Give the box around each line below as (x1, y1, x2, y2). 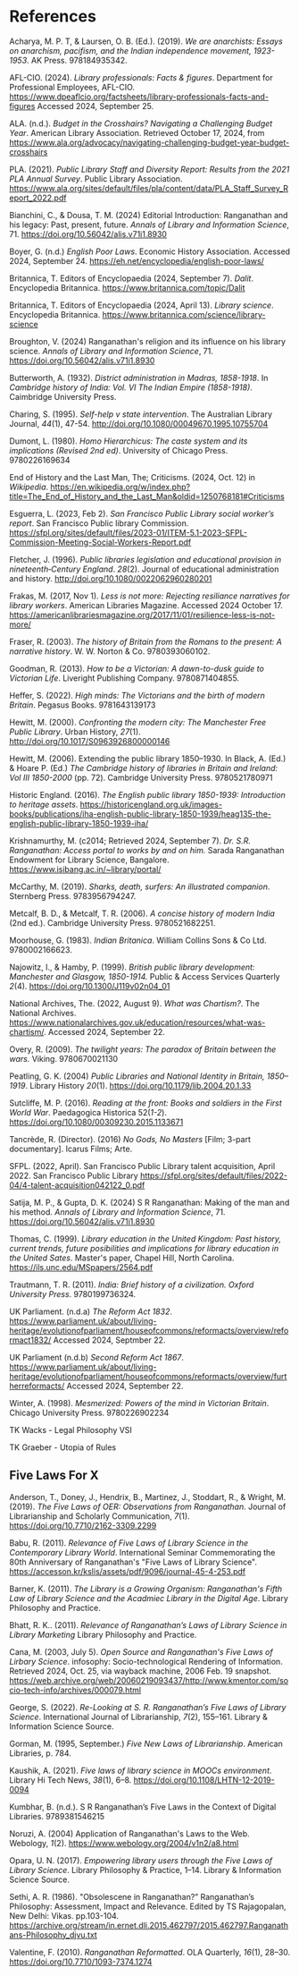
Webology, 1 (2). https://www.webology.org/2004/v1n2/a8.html (9, 1837, 239, 1848)
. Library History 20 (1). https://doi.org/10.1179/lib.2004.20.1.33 (25, 1080, 252, 1090)
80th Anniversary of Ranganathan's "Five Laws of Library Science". (9, 1556, 257, 1567)
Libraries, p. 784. (9, 1747, 71, 1759)
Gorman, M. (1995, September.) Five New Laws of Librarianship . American (9, 1738, 283, 1749)
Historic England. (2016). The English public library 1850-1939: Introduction (9, 789, 286, 800)
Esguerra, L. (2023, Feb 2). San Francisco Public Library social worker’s (9, 508, 275, 519)
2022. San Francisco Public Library (9, 1170, 138, 1181)
